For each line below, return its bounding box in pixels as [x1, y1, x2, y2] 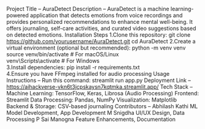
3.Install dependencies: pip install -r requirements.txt [6, 64, 140, 71]
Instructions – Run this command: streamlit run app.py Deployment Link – [6, 76, 191, 84]
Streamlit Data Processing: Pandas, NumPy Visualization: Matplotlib [6, 96, 177, 103]
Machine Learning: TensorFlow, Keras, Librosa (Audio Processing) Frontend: [6, 90, 199, 97]
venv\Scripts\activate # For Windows [6, 57, 100, 64]
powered [6, 12, 29, 19]
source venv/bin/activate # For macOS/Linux [6, 51, 119, 57]
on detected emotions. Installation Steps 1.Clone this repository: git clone [6, 31, 191, 39]
